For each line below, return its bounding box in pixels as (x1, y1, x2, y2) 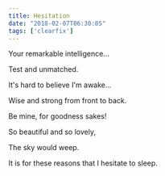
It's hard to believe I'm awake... (8, 80, 112, 90)
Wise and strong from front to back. (8, 96, 127, 106)
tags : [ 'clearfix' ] (8, 27, 74, 35)
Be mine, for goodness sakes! (8, 111, 107, 121)
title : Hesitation (8, 11, 70, 20)
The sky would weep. (8, 143, 80, 153)
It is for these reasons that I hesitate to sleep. (8, 158, 159, 168)
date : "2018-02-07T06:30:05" (8, 19, 106, 27)
